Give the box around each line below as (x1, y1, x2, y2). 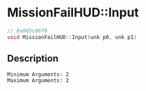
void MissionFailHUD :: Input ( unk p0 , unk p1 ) (7, 34, 137, 40)
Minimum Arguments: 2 (7, 70, 70, 78)
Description (7, 53, 59, 64)
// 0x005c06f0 (7, 27, 48, 34)
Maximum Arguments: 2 (7, 77, 70, 83)
